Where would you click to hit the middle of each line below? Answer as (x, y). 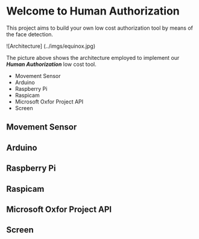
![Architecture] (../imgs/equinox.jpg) (51, 46)
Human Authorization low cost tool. (51, 64)
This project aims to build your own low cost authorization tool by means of (99, 28)
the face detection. (30, 34)
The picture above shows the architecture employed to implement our (93, 57)
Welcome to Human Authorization (93, 11)
